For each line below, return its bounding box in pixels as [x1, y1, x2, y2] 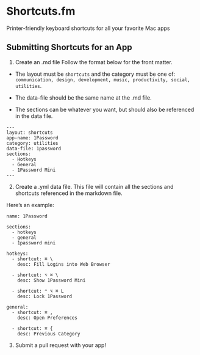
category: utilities [6, 140, 59, 146]
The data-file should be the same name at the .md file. [15, 93, 152, 101]
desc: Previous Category [17, 331, 80, 337]
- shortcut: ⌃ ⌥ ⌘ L [12, 288, 64, 294]
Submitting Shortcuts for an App [6, 42, 132, 53]
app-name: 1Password [6, 134, 59, 141]
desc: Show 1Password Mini [17, 277, 86, 284]
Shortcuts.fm [6, 4, 76, 18]
